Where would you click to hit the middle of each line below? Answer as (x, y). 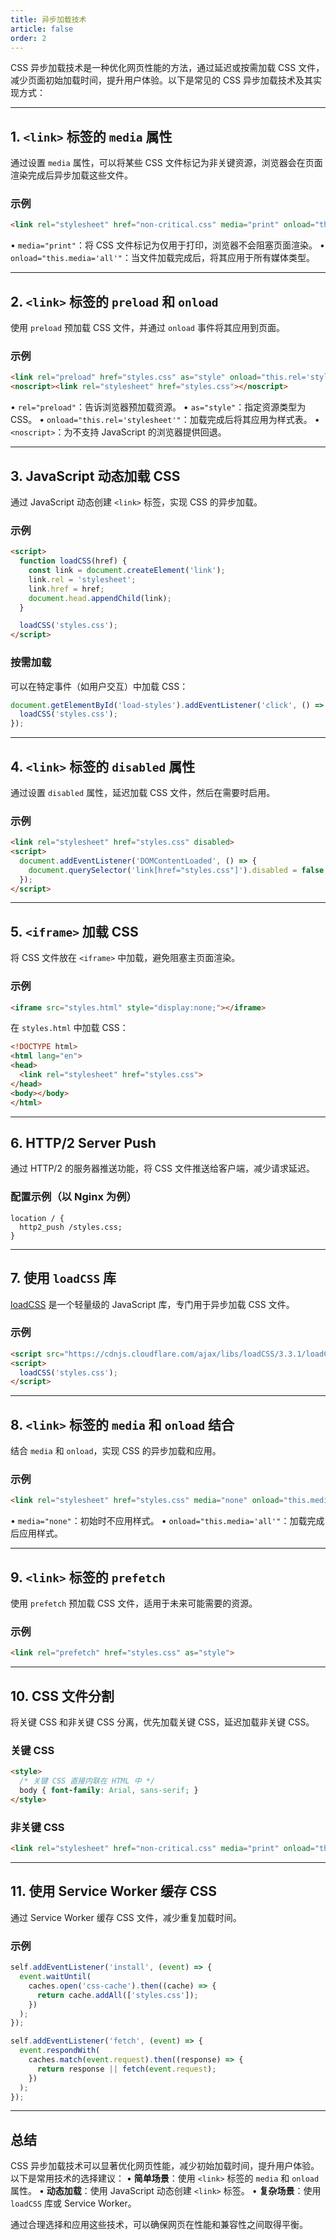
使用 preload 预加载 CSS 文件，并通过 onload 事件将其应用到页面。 (147, 328)
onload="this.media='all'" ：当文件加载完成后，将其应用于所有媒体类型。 (162, 258)
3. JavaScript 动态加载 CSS (95, 476)
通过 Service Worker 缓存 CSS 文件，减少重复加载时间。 (126, 1917)
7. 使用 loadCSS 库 (63, 1278)
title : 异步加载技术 (48, 19)
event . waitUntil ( (55, 1977)
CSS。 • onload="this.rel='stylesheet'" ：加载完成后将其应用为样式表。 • (165, 420)
